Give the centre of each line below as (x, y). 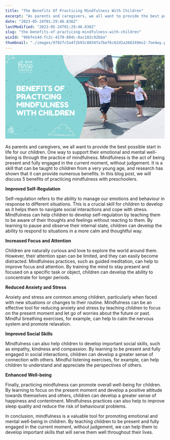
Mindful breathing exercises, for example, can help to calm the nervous (79, 318)
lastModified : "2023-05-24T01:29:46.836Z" (51, 27)
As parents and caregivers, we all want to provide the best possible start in (83, 147)
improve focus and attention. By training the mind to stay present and (77, 267)
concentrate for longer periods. (38, 277)
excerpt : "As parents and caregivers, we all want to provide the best (82, 16)
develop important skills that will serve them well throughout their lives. (79, 432)
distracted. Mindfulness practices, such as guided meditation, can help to (82, 261)
